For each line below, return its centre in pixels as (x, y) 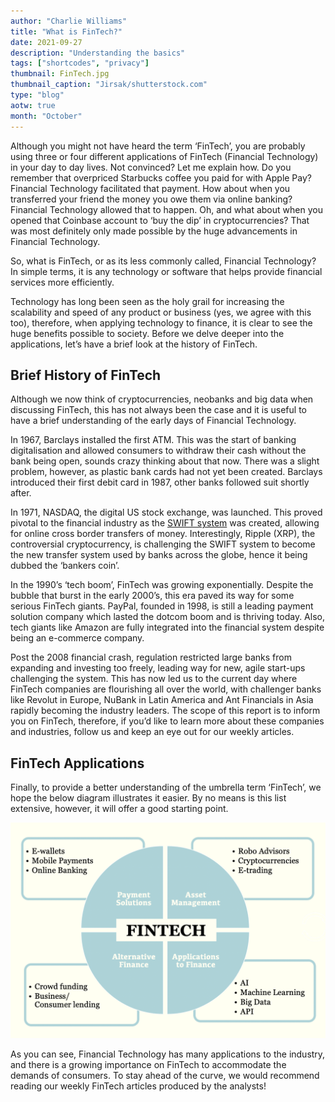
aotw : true (33, 105)
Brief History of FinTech (86, 375)
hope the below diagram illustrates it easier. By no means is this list (148, 798)
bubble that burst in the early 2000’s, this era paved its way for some (152, 596)
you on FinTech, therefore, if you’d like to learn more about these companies (167, 721)
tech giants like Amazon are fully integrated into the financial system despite (167, 627)
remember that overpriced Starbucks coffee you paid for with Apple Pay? (161, 177)
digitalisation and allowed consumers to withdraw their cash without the (158, 451)
